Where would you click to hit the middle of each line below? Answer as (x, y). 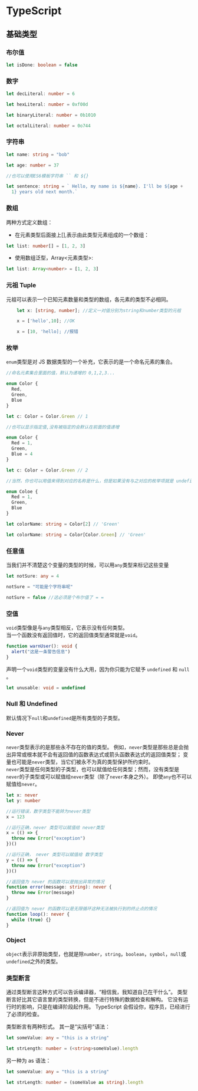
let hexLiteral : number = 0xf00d (47, 104)
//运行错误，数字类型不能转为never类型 (48, 811)
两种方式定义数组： (29, 222)
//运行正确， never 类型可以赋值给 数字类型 (55, 855)
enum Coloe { (22, 492)
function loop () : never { (38, 914)
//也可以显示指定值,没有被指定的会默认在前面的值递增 (63, 427)
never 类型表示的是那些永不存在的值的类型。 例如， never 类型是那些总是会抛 (98, 747)
